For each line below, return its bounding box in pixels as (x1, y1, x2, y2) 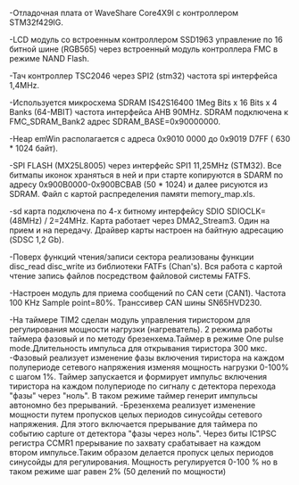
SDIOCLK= (226, 206, 266, 217)
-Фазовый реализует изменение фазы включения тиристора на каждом (9, 352, 285, 363)
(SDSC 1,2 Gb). (9, 234, 64, 244)
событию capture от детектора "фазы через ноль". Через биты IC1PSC (9, 428, 277, 439)
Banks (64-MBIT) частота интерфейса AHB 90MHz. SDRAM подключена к (9, 107, 288, 117)
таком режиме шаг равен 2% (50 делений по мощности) (9, 466, 227, 476)
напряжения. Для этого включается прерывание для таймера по (9, 419, 258, 429)
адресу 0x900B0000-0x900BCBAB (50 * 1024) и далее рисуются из (9, 179, 269, 190)
